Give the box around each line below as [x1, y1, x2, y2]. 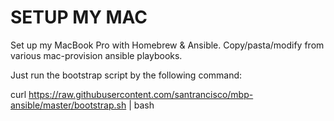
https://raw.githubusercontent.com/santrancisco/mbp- [28, 88, 254, 100]
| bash [128, 99, 155, 111]
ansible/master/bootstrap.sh [10, 99, 127, 111]
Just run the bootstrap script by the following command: [10, 69, 243, 81]
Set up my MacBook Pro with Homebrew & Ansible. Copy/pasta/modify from [10, 39, 325, 51]
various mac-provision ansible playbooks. [10, 49, 183, 61]
